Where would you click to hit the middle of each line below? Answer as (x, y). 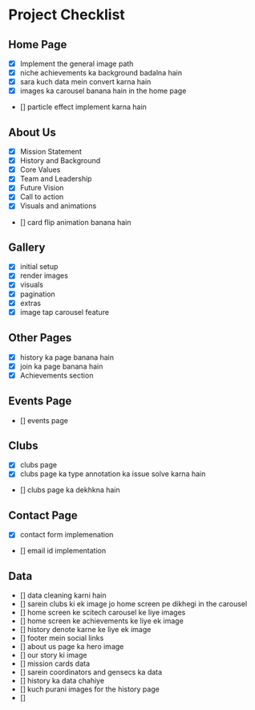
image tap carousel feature (65, 312)
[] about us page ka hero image (72, 647)
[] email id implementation (63, 551)
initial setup (39, 267)
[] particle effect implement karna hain (83, 107)
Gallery (27, 247)
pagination (38, 294)
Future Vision (42, 188)
